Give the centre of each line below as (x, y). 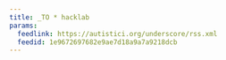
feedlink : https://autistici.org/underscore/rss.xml (117, 34)
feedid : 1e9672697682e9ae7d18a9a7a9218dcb (97, 42)
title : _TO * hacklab (50, 17)
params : (24, 26)
